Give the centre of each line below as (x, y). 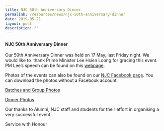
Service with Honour (26, 124)
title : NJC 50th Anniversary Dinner (43, 10)
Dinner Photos (20, 100)
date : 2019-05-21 (23, 19)
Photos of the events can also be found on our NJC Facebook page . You (79, 75)
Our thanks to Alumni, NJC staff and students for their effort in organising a (82, 109)
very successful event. (28, 115)
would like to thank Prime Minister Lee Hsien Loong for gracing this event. (81, 61)
